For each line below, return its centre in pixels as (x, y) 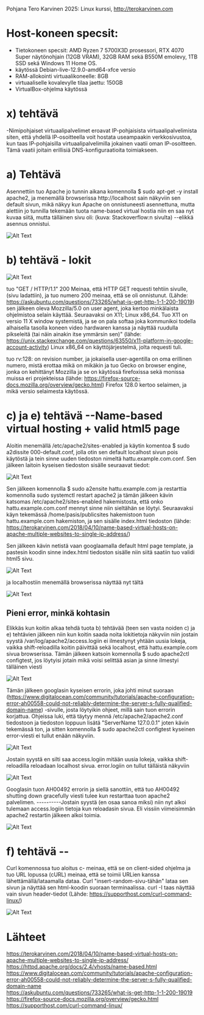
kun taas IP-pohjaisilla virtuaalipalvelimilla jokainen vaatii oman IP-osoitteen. (101, 143)
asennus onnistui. (28, 223)
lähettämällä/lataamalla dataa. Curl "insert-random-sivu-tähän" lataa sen (97, 881)
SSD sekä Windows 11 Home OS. (56, 63)
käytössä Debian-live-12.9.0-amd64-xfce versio (75, 69)
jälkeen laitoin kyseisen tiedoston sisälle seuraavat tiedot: (78, 465)
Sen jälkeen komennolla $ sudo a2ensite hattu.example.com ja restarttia (97, 488)
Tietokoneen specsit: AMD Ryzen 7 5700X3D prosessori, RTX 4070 (100, 50)
